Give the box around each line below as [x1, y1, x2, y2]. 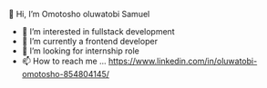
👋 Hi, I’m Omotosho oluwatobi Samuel [8, 9, 150, 19]
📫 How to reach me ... [21, 55, 107, 66]
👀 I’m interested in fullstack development [21, 26, 175, 36]
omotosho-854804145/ [21, 69, 110, 79]
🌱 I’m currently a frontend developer [21, 36, 159, 46]
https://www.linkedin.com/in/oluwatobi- [108, 55, 258, 66]
